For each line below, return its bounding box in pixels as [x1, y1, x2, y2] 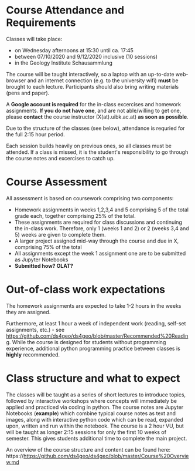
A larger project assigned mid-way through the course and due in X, [14, 237, 179, 244]
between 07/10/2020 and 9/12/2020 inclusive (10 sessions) [14, 53, 158, 60]
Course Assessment [6, 176, 107, 189]
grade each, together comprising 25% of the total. [14, 212, 136, 219]
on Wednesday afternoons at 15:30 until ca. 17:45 [14, 46, 134, 53]
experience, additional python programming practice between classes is [6, 345, 180, 352]
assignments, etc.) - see [6, 326, 65, 333]
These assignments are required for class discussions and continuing [14, 218, 183, 226]
